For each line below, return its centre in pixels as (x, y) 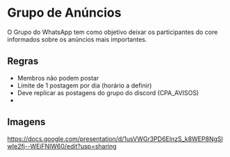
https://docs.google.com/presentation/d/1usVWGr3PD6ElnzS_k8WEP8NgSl (115, 139)
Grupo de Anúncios (64, 13)
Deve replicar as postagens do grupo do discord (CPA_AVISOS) (108, 92)
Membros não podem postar (58, 78)
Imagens (26, 122)
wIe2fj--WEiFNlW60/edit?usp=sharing (62, 146)
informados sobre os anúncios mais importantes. (77, 39)
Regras (23, 61)
